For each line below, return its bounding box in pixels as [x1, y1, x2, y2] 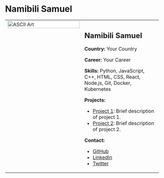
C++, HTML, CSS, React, [84, 74, 141, 80]
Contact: [84, 137, 105, 144]
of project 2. [92, 126, 121, 133]
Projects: [84, 97, 106, 103]
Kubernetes [84, 86, 111, 93]
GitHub [92, 148, 109, 155]
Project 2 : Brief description [92, 120, 155, 127]
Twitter [92, 160, 109, 167]
